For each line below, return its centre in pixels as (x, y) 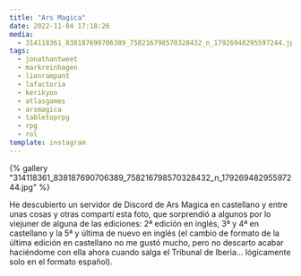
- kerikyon (38, 92)
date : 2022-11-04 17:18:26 (60, 26)
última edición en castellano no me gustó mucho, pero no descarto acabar (146, 242)
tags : (19, 51)
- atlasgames (42, 101)
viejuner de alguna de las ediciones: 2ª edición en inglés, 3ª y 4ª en (134, 223)
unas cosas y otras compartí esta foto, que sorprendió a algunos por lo (140, 214)
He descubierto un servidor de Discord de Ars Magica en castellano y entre (149, 204)
